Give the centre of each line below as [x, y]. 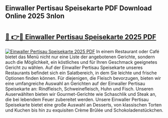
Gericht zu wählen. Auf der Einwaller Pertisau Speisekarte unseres [74, 68]
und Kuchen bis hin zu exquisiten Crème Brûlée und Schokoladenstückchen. [84, 110]
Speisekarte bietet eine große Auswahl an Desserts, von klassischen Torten [83, 105]
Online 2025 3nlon [35, 16]
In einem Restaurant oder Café [128, 51]
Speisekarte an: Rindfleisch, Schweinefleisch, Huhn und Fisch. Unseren [79, 89]
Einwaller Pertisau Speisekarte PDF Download [78, 8]
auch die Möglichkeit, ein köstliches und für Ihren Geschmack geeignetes [81, 62]
